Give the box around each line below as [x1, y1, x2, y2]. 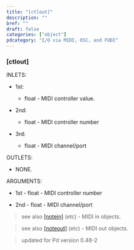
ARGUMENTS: [6, 177, 43, 185]
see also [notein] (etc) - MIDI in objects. [21, 213, 121, 220]
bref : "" [6, 20, 29, 26]
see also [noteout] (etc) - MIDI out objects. [21, 225, 129, 232]
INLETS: [6, 71, 27, 79]
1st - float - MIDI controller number [15, 190, 102, 197]
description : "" [6, 15, 48, 21]
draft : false [6, 26, 40, 32]
